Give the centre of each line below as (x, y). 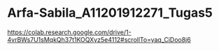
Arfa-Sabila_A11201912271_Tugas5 (110, 13)
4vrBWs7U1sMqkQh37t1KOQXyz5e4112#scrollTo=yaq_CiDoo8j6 (99, 39)
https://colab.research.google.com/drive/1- (69, 32)
